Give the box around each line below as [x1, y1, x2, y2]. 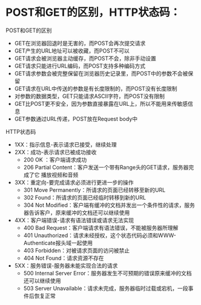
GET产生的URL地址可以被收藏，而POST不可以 [14, 47, 130, 54]
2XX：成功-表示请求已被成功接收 [14, 148, 97, 156]
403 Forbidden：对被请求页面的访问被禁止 [23, 246, 130, 254]
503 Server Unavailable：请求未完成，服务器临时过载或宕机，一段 [23, 284, 188, 292]
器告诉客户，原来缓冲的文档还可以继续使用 [23, 209, 130, 216]
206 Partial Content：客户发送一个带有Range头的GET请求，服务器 [23, 163, 189, 171]
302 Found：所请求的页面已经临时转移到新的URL [23, 194, 147, 201]
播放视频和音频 [41, 171, 79, 179]
